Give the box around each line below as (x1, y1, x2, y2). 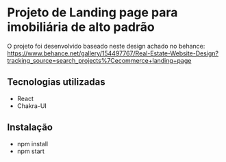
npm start (16, 147, 45, 155)
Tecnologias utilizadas (7, 77, 105, 88)
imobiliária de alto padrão (7, 19, 155, 35)
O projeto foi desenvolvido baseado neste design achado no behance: (7, 42, 205, 50)
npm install (16, 139, 49, 148)
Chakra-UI (16, 101, 47, 110)
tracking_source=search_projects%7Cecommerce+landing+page (7, 56, 192, 64)
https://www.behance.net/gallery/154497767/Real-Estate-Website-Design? (7, 49, 219, 57)
